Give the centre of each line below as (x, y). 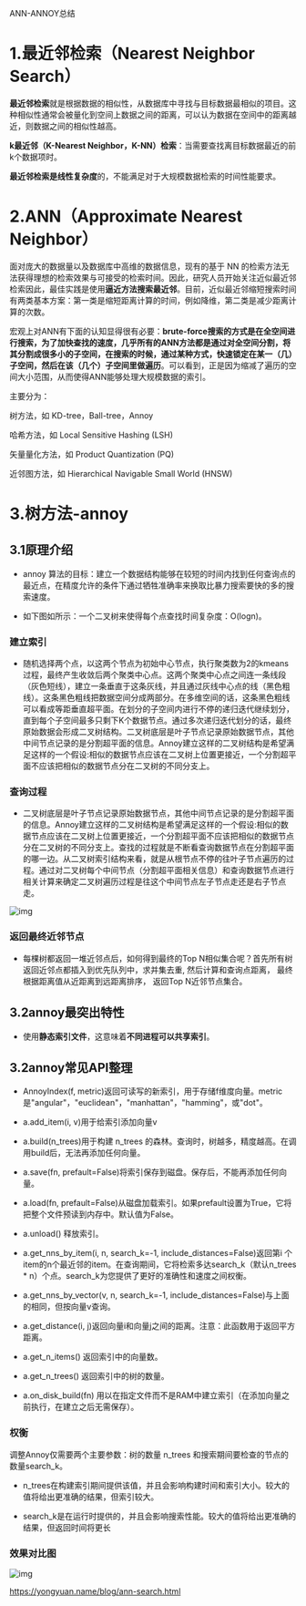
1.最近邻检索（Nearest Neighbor (132, 54)
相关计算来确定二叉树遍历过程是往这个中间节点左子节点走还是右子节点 (154, 881)
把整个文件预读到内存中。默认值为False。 (101, 1214)
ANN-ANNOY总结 (42, 13)
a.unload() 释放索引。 (63, 1234)
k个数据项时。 (36, 157)
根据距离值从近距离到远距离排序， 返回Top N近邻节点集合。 (135, 981)
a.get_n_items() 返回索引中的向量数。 (92, 1357)
